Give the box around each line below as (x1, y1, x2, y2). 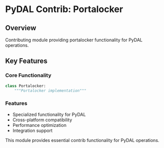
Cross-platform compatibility (12, 117, 72, 123)
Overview (5, 24, 37, 32)
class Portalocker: (5, 83, 46, 89)
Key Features (5, 57, 48, 65)
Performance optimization (12, 122, 67, 128)
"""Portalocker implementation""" (14, 88, 87, 93)
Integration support (12, 127, 53, 133)
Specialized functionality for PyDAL (12, 111, 86, 117)
